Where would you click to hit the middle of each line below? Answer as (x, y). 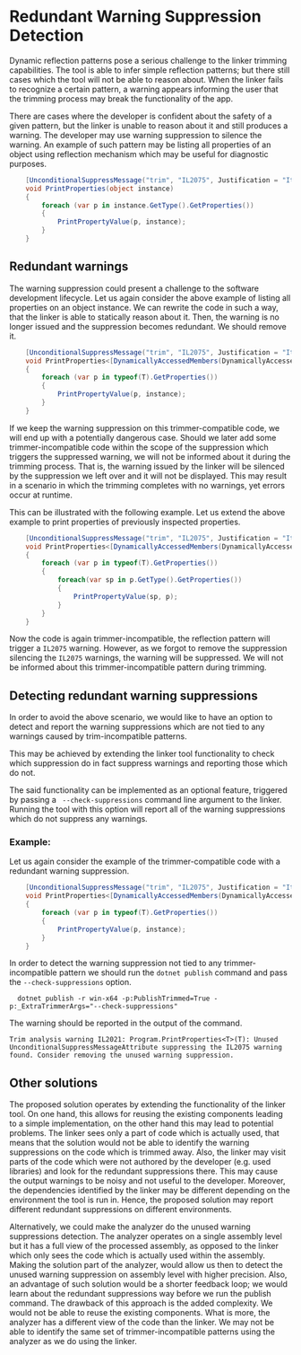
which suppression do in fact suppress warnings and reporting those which (149, 763)
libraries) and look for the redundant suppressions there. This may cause (144, 1171)
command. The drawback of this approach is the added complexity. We (141, 1303)
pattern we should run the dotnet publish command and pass (173, 972)
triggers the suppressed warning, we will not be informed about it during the (150, 456)
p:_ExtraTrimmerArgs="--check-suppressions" (94, 1007)
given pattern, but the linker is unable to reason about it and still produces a (149, 125)
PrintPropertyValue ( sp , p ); (125, 596)
